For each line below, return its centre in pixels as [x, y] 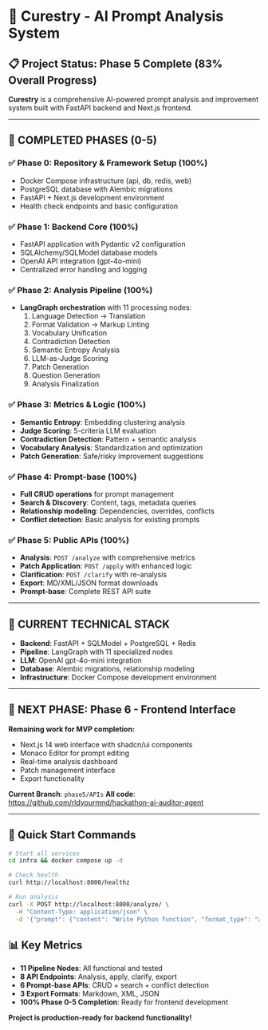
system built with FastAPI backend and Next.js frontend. [100, 108]
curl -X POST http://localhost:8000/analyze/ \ [89, 904]
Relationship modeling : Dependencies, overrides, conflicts [117, 511]
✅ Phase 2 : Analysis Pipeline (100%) [81, 290]
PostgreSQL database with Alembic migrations [96, 189]
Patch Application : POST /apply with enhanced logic [106, 566]
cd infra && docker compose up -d [66, 861]
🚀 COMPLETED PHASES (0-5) [83, 140]
